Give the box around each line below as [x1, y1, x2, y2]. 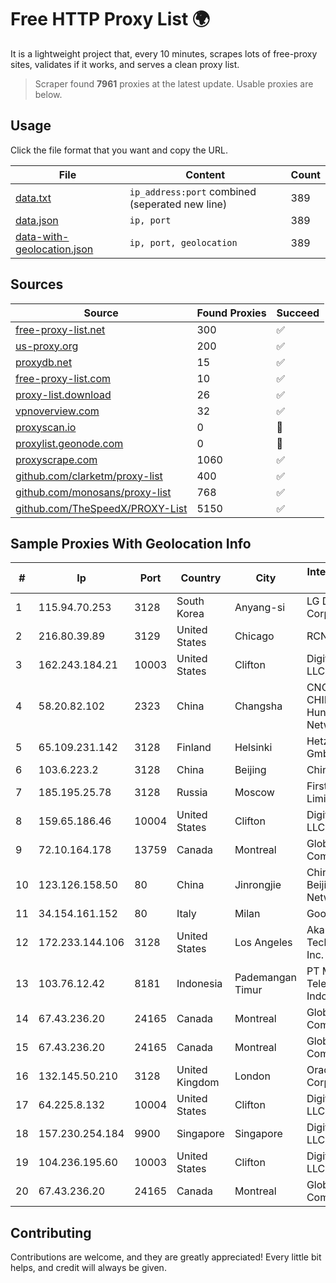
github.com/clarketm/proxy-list [15, 469, 163, 483]
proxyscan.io [15, 420, 77, 434]
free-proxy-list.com [15, 371, 112, 385]
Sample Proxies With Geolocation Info [10, 535, 252, 552]
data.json [15, 213, 59, 227]
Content [185, 167, 226, 181]
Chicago [234, 629, 275, 643]
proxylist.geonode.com [15, 436, 124, 450]
